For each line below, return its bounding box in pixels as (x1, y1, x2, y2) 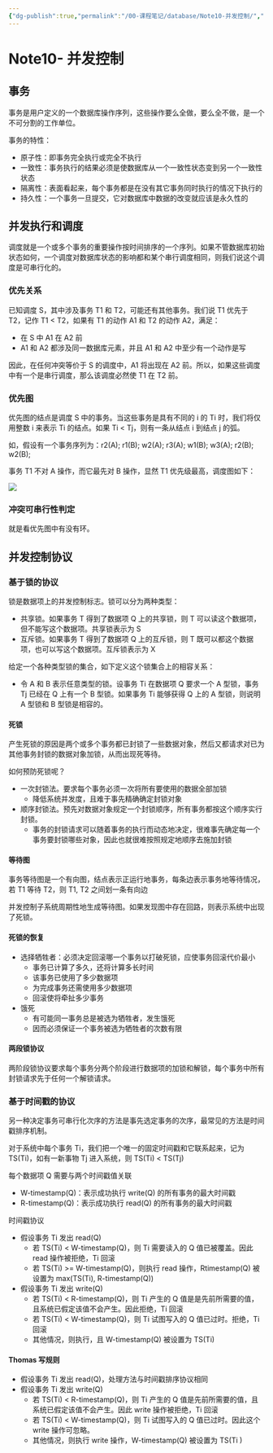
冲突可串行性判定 (8, 503, 76, 515)
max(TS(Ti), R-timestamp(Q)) (55, 1274, 154, 1284)
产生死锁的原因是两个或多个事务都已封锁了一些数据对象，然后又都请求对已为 (8, 739, 265, 749)
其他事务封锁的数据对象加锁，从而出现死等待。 (8, 749, 165, 759)
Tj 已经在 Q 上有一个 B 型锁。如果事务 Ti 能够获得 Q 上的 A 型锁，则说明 (19, 689, 262, 699)
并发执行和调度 (8, 219, 84, 233)
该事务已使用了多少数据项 (32, 972, 119, 982)
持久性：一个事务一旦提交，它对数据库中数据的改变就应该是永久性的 (19, 193, 249, 203)
